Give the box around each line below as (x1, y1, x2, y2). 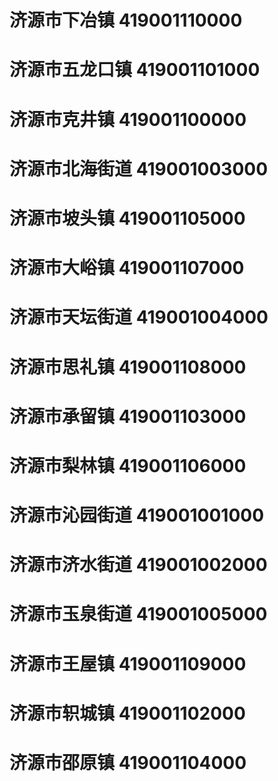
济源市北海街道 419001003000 (9, 157, 269, 180)
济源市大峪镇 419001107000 (9, 257, 245, 280)
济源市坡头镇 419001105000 (9, 207, 246, 230)
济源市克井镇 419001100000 (9, 108, 247, 131)
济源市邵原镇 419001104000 (9, 752, 247, 774)
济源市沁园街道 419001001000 (9, 504, 265, 527)
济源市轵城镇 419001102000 (9, 702, 246, 725)
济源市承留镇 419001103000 (9, 405, 247, 428)
